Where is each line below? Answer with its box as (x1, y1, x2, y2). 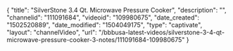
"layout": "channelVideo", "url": (6, 28, 98, 36)
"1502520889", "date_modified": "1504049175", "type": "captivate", (6, 21, 203, 29)
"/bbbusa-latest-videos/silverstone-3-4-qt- (98, 28, 225, 36)
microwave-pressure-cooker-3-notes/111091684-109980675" (6, 36, 185, 44)
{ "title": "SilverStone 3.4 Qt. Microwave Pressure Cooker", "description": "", (6, 6, 227, 14)
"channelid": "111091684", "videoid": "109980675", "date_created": (6, 13, 200, 22)
